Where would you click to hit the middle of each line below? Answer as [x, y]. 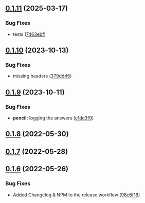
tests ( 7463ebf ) [29, 34]
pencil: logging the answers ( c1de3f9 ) [53, 118]
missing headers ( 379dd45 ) [42, 76]
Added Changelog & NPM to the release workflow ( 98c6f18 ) [76, 195]
